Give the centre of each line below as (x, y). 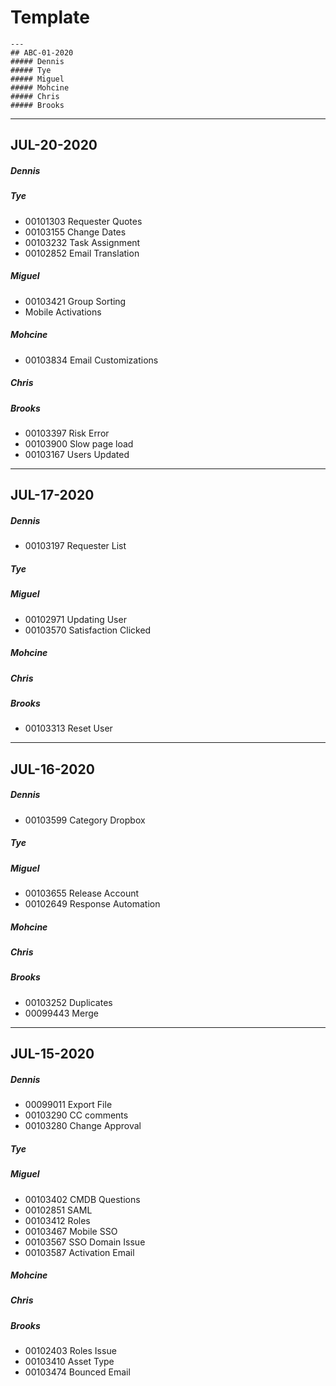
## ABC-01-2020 (42, 52)
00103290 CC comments (76, 1115)
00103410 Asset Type (69, 1362)
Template (50, 17)
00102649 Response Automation (92, 904)
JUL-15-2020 (52, 1054)
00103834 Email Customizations (91, 360)
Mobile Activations (63, 312)
